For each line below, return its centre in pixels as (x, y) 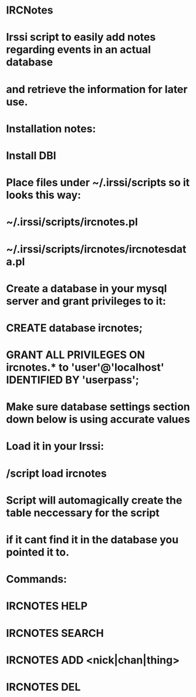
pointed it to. (38, 552)
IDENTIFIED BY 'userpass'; (73, 380)
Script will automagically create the (94, 500)
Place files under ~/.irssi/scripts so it (98, 183)
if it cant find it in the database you (92, 540)
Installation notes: (51, 129)
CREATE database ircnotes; (74, 328)
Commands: (37, 579)
